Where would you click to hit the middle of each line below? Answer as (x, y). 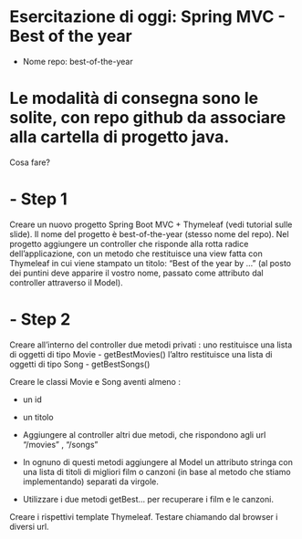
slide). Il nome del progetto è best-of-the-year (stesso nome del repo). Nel (149, 233)
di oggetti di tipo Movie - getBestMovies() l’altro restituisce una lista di (141, 354)
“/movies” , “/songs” (60, 444)
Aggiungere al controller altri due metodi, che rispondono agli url (144, 434)
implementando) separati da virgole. (91, 482)
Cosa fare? (30, 162)
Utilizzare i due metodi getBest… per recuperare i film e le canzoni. (148, 499)
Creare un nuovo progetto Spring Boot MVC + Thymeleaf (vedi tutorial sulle (151, 224)
